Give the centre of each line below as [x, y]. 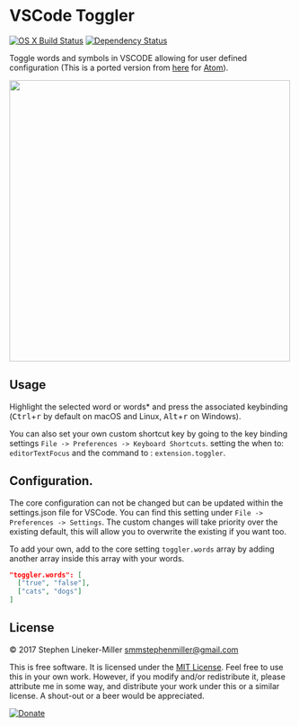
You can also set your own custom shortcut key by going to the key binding [149, 434]
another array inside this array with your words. [97, 558]
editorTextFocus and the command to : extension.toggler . [118, 453]
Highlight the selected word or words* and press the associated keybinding [149, 407]
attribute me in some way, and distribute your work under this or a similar [145, 686]
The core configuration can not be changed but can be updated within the [146, 503]
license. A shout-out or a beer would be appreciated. [107, 696]
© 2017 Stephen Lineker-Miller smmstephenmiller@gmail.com [124, 650]
